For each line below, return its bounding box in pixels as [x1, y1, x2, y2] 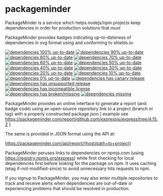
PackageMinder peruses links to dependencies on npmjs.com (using [5, 150, 144, 156]
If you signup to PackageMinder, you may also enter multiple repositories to [5, 175, 158, 181]
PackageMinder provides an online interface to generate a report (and [5, 100, 147, 106]
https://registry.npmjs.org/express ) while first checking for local [5, 155, 134, 161]
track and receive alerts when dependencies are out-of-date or [5, 180, 133, 186]
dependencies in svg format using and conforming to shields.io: [5, 39, 134, 45]
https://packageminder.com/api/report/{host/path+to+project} [5, 140, 131, 146]
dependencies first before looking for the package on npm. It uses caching [5, 160, 157, 166]
